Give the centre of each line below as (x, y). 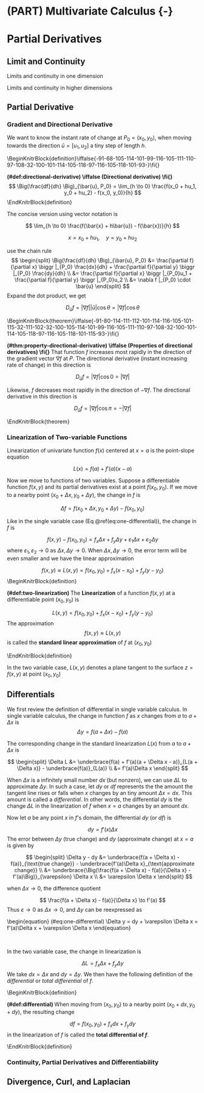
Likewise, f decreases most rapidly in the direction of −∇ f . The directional (99, 390)
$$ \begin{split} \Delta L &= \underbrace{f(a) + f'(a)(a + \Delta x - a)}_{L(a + (103, 762)
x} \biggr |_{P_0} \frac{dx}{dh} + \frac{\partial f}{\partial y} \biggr (113, 267)
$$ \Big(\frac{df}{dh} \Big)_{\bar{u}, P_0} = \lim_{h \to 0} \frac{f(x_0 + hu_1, (103, 186)
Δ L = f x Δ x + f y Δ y (103, 964)
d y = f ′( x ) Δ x (103, 829)
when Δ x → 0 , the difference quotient (54, 888)
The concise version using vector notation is (62, 214)
